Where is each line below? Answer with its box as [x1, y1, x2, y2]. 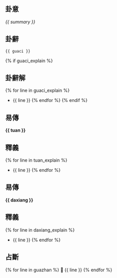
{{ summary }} [5, 18, 36, 24]
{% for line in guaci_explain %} [5, 87, 70, 93]
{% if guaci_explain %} [5, 58, 53, 64]
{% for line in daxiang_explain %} [5, 226, 75, 233]
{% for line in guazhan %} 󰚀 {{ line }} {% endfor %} [5, 267, 113, 273]
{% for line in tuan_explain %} [5, 157, 68, 163]
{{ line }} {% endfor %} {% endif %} [12, 97, 88, 104]
